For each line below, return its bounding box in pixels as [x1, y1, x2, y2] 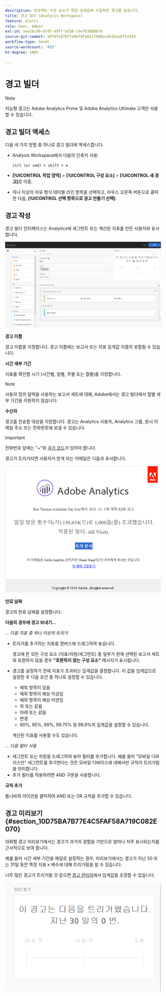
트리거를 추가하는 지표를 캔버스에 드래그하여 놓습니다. [12, 640, 116, 647]
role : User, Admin [5, 24, 43, 29]
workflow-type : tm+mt [5, 40, 50, 45]
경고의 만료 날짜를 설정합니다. [5, 609, 62, 615]
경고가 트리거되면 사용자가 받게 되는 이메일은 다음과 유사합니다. [5, 455, 127, 461]
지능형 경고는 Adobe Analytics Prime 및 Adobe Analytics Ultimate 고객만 [5, 106, 149, 112]
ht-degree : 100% [5, 50, 39, 55]
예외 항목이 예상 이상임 [19, 691, 64, 697]
